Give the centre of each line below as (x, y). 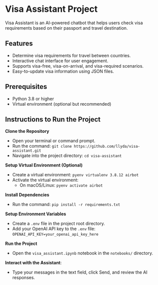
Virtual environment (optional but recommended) (62, 104)
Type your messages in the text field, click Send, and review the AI (80, 272)
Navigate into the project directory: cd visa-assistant (67, 156)
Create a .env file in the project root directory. (58, 224)
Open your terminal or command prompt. (54, 141)
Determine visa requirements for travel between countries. (71, 55)
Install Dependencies (27, 195)
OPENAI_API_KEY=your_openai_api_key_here (55, 235)
